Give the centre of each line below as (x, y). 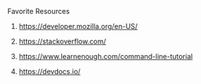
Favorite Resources (38, 11)
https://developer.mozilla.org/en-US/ (78, 26)
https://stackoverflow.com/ (62, 41)
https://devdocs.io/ (49, 72)
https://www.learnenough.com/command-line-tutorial (106, 56)
